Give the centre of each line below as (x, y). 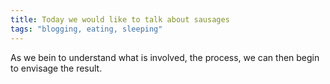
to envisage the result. (56, 68)
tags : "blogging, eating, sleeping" (86, 29)
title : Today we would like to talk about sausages (120, 19)
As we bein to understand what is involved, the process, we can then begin (165, 57)
